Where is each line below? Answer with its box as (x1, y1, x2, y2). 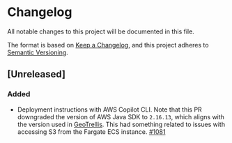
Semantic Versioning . (7, 48, 68, 57)
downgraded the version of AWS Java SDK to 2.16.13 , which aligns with (17, 112, 225, 121)
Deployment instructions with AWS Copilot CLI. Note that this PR (17, 105, 202, 114)
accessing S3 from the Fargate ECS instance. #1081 (17, 127, 166, 136)
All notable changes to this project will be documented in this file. (7, 27, 195, 36)
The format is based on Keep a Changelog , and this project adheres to (7, 40, 209, 49)
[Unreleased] (7, 68, 66, 80)
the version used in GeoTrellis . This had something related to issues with (17, 120, 225, 128)
